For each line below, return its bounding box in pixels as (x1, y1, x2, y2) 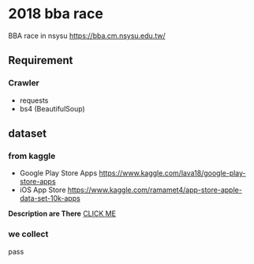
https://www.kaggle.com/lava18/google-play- (99, 168, 246, 178)
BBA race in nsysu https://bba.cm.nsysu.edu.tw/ (8, 31, 166, 40)
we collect (8, 228, 49, 239)
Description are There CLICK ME (8, 209, 117, 218)
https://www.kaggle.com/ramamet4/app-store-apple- (67, 185, 242, 194)
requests (19, 96, 49, 105)
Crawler (8, 77, 39, 89)
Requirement (8, 54, 73, 67)
